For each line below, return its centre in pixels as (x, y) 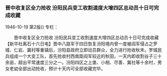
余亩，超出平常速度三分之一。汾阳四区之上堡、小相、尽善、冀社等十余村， (81, 63)
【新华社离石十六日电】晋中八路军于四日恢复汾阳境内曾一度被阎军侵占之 (79, 44)
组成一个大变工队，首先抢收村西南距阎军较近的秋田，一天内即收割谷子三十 (85, 56)
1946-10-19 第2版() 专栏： (32, 27)
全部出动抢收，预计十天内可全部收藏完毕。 (62, 69)
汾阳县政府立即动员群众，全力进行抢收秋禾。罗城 (107, 50)
